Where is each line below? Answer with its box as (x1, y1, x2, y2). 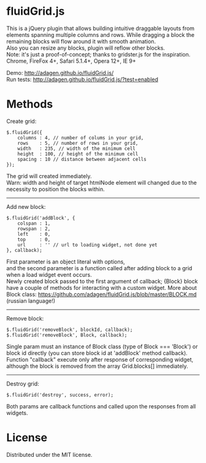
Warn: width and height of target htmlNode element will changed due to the (6, 179, 197, 186)
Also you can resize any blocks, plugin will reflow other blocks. (6, 44, 166, 52)
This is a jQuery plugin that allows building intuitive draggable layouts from (6, 25, 195, 32)
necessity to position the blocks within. (6, 185, 105, 193)
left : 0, (17, 231, 51, 237)
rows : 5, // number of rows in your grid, (17, 140, 139, 146)
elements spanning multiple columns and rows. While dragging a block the (6, 31, 195, 38)
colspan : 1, (17, 220, 51, 227)
